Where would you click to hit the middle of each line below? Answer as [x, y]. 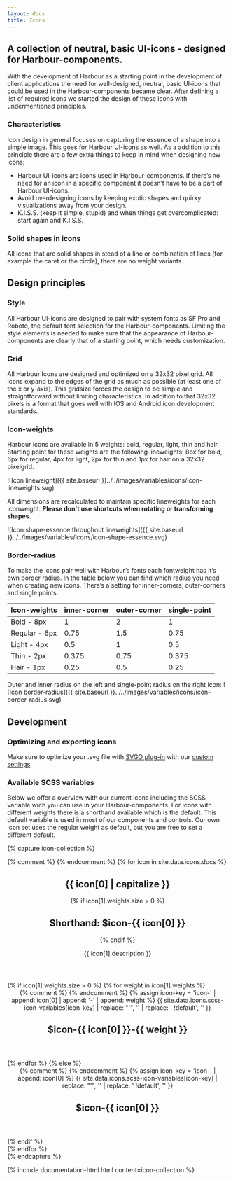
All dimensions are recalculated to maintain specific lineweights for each [111, 501]
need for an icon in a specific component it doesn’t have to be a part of [120, 183]
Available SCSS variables [51, 783]
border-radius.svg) [34, 700]
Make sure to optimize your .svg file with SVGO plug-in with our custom [110, 757]
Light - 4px [29, 645]
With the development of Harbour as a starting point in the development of [115, 76]
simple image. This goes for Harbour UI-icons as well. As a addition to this [114, 147]
